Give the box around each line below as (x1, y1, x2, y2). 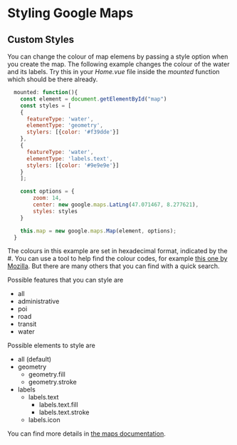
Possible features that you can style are (7, 276, 124, 285)
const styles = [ (20, 102, 72, 109)
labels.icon (28, 416, 60, 424)
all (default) (17, 355, 52, 364)
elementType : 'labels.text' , (26, 155, 113, 162)
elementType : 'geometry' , (26, 122, 103, 129)
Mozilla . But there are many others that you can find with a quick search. (7, 262, 220, 270)
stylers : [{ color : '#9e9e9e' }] (26, 162, 120, 169)
